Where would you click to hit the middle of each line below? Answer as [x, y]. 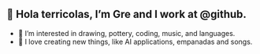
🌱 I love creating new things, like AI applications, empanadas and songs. [135, 41]
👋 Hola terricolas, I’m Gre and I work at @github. [126, 14]
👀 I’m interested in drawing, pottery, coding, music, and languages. [126, 33]
